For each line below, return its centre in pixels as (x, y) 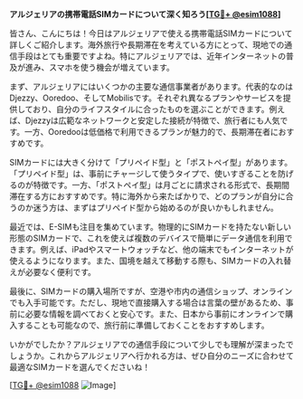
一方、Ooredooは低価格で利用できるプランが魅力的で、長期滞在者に (151, 132)
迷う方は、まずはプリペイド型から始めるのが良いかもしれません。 (156, 208)
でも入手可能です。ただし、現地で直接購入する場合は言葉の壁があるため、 (148, 303)
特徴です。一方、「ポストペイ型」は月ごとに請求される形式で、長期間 (161, 185)
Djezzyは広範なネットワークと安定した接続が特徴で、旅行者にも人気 (152, 120)
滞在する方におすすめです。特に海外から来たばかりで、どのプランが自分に (148, 196)
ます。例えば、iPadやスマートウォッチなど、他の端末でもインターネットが (155, 249)
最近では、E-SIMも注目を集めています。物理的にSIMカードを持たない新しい (151, 227)
